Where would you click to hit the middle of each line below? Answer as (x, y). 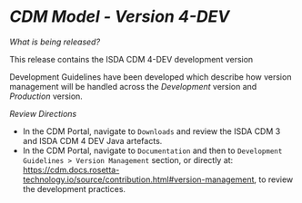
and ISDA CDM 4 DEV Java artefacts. (92, 140)
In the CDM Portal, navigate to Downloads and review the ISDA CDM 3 (151, 131)
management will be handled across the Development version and (133, 86)
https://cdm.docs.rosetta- (71, 169)
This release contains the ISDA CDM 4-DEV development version (131, 59)
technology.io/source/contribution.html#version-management (138, 179)
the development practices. (74, 188)
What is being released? (55, 42)
